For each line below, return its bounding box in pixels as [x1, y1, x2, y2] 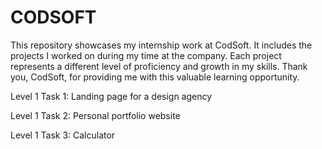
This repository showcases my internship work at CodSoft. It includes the [10, 39, 313, 51]
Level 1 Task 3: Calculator [10, 129, 116, 141]
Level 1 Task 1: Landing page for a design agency [10, 90, 213, 102]
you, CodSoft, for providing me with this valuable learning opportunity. [10, 71, 300, 83]
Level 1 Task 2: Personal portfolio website [10, 109, 181, 121]
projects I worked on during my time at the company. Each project [10, 49, 282, 61]
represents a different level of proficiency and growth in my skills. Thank [10, 60, 308, 72]
